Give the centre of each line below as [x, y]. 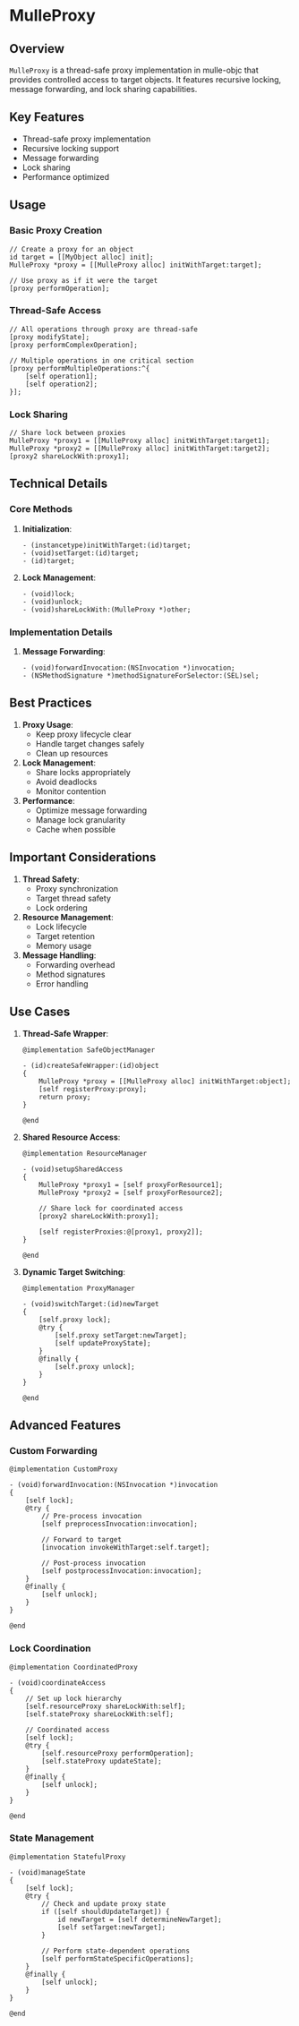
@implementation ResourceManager [85, 1153]
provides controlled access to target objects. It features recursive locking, [145, 80]
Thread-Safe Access [55, 311]
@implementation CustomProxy [64, 1469]
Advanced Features [65, 1425]
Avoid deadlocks [66, 782]
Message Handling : [59, 955]
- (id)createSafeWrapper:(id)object [90, 1065]
